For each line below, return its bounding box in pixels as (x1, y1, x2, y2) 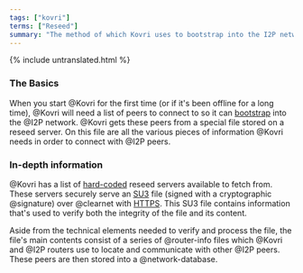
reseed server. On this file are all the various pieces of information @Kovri (9, 126, 284, 137)
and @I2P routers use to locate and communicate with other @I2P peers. (9, 244, 280, 255)
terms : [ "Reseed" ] (9, 22, 78, 31)
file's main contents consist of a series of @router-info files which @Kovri (9, 234, 283, 245)
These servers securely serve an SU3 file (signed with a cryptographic (9, 188, 272, 199)
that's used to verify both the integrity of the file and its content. (9, 207, 248, 218)
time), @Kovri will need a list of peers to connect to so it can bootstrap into (9, 107, 287, 118)
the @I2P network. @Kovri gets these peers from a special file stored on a (9, 116, 285, 127)
